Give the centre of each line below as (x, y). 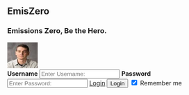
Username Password (79, 73)
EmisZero (28, 11)
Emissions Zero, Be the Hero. (57, 31)
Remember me (161, 83)
